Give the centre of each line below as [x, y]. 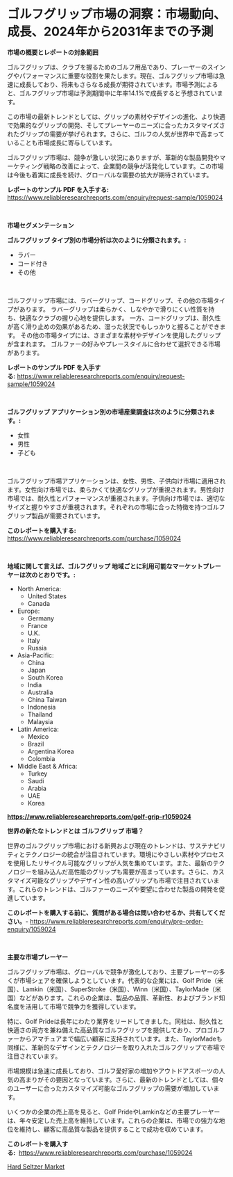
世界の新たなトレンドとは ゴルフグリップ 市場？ [76, 831]
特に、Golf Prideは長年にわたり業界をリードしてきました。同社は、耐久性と [115, 1021]
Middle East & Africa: [47, 766]
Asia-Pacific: [35, 655]
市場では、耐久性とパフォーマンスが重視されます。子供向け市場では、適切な [116, 498]
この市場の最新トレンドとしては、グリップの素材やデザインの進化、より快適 [116, 116]
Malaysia [40, 721]
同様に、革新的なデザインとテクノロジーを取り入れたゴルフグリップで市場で [116, 1047]
